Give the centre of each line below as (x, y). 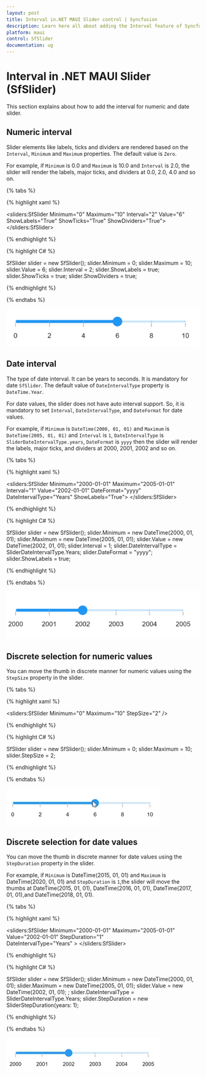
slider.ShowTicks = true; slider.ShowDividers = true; (72, 276)
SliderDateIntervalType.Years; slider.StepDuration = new (77, 998)
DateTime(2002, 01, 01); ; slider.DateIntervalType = (71, 992)
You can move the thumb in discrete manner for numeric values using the (99, 671)
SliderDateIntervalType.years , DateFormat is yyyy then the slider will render (102, 441)
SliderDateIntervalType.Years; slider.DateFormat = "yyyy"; (80, 552)
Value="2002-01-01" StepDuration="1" (55, 936)
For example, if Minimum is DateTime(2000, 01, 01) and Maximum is (88, 428)
